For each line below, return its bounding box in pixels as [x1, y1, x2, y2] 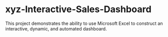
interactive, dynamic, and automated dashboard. [5, 25, 107, 31]
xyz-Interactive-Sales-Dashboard [5, 4, 152, 15]
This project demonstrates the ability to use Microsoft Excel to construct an [5, 20, 163, 26]
